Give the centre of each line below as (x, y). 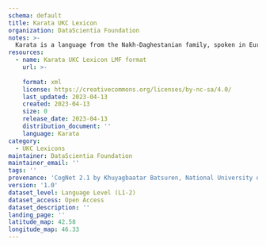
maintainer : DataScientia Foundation (70, 156)
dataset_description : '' (49, 207)
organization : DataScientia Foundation (74, 30)
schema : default (35, 15)
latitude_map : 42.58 (42, 222)
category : (25, 141)
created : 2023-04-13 (56, 104)
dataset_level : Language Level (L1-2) (72, 192)
